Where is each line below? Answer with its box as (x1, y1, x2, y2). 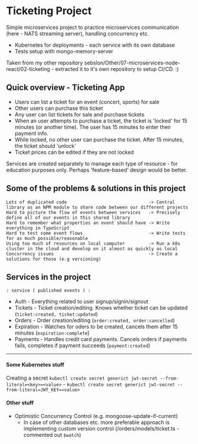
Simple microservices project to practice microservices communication (6, 24, 179, 31)
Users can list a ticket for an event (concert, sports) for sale (14, 98, 160, 105)
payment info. (14, 129, 49, 137)
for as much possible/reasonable (6, 235, 88, 241)
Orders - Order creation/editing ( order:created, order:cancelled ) (14, 317, 175, 324)
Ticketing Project (6, 4, 92, 18)
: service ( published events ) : (6, 288, 91, 294)
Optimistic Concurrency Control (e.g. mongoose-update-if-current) (14, 412, 178, 419)
